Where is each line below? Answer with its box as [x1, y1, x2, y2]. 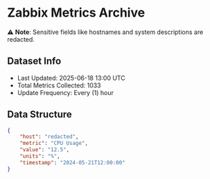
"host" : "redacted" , [19, 133, 79, 140]
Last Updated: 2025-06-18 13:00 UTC [17, 74, 126, 82]
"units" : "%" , [19, 153, 60, 160]
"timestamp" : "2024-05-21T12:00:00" [19, 159, 126, 166]
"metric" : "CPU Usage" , [19, 140, 89, 147]
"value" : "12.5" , [19, 146, 70, 153]
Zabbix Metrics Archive [7, 5, 146, 21]
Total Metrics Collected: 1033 [17, 81, 102, 89]
